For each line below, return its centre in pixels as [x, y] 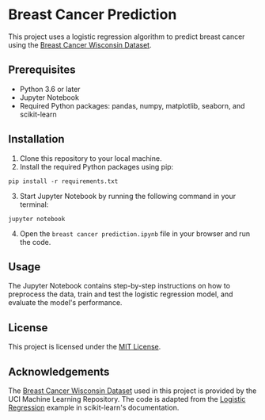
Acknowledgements [59, 371]
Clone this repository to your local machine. [91, 158]
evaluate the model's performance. [65, 303]
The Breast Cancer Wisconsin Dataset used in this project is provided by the [132, 391]
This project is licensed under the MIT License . [85, 347]
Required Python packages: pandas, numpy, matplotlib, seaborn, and [132, 105]
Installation [36, 139]
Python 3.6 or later [50, 89]
